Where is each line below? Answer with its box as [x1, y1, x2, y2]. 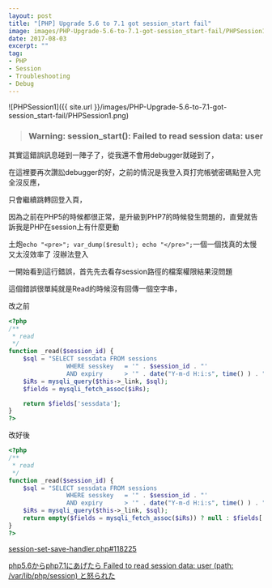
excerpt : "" [8, 42, 49, 50]
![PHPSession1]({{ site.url [8, 102, 93, 112]
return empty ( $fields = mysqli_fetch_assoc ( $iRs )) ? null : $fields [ [23, 514, 263, 522]
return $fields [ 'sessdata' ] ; [23, 399, 121, 407]
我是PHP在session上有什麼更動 [15, 222, 120, 232]
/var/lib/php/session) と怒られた [8, 570, 116, 580]
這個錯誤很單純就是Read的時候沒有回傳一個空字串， [8, 283, 182, 293]
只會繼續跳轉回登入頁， [8, 194, 87, 204]
